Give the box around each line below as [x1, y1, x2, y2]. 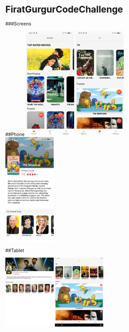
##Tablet [5, 247, 25, 253]
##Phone [5, 131, 25, 137]
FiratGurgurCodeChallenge [5, 4, 123, 15]
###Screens [5, 21, 32, 27]
